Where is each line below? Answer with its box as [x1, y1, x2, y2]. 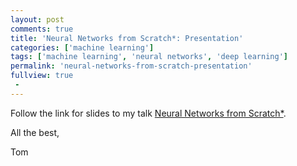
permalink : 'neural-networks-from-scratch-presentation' [10, 61, 253, 71]
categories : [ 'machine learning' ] [10, 42, 155, 53]
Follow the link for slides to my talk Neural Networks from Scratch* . [10, 107, 287, 119]
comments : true [10, 24, 74, 34]
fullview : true [10, 71, 74, 81]
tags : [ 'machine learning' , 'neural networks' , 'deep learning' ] [10, 52, 288, 62]
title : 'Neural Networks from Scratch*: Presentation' [10, 33, 244, 43]
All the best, [10, 126, 60, 138]
